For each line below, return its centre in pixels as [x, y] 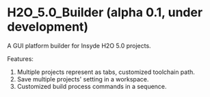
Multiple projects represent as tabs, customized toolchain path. [106, 72]
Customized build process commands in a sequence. [92, 86]
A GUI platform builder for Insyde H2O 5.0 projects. [79, 45]
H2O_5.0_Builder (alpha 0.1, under [105, 13]
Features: [21, 58]
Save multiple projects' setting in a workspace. [83, 79]
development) [48, 27]
